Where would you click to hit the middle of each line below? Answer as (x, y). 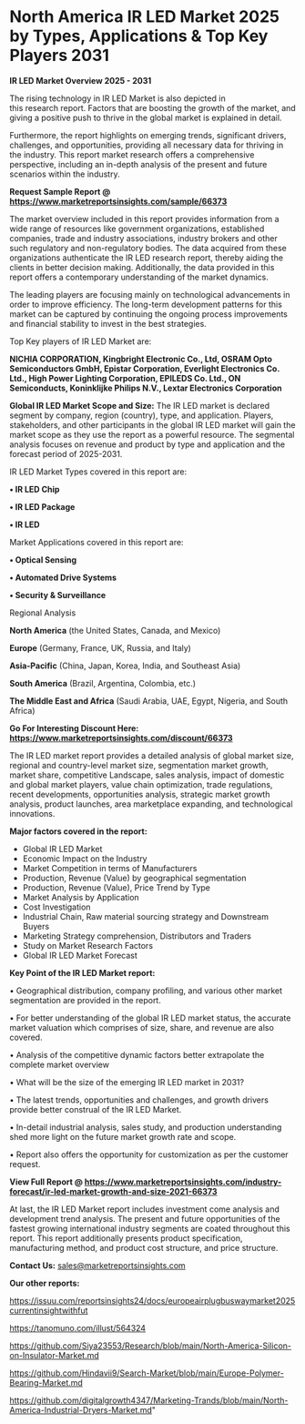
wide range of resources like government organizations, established (137, 229)
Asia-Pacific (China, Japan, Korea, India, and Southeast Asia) (125, 666)
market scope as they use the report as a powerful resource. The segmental (152, 434)
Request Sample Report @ (60, 191)
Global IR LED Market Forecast (80, 955)
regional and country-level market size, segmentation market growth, (139, 765)
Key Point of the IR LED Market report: (82, 972)
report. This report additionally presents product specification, (126, 1238)
